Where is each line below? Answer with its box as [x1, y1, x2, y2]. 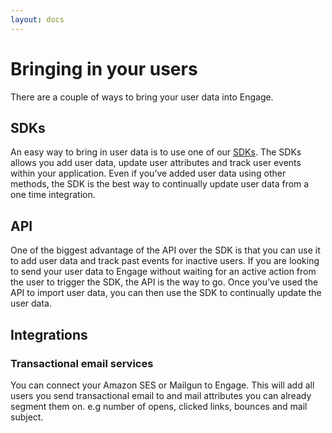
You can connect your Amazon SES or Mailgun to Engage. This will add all [10, 379, 315, 391]
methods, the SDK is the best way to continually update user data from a [10, 178, 310, 190]
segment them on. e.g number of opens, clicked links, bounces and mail [10, 400, 308, 412]
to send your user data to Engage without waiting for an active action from [10, 266, 317, 278]
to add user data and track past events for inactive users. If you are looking [10, 255, 320, 267]
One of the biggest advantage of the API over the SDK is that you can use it [10, 244, 321, 256]
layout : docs [10, 14, 65, 25]
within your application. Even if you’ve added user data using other [10, 167, 287, 180]
